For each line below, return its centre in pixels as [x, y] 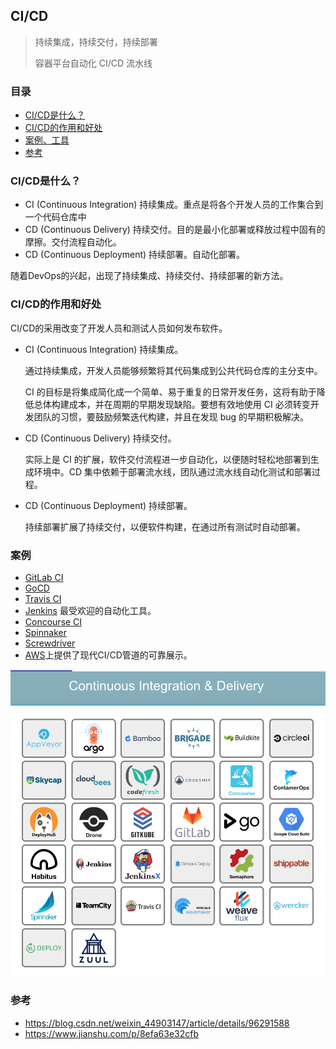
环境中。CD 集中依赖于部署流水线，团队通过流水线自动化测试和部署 [173, 471]
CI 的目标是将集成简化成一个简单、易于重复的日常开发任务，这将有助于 [170, 391]
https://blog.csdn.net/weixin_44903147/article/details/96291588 [157, 1023]
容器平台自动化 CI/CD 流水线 [93, 63]
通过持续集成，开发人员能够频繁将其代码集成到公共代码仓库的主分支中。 [173, 370]
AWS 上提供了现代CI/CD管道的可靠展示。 [108, 655]
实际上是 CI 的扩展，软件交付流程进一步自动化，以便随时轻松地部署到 [167, 459]
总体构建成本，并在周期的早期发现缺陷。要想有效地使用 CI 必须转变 [172, 404]
